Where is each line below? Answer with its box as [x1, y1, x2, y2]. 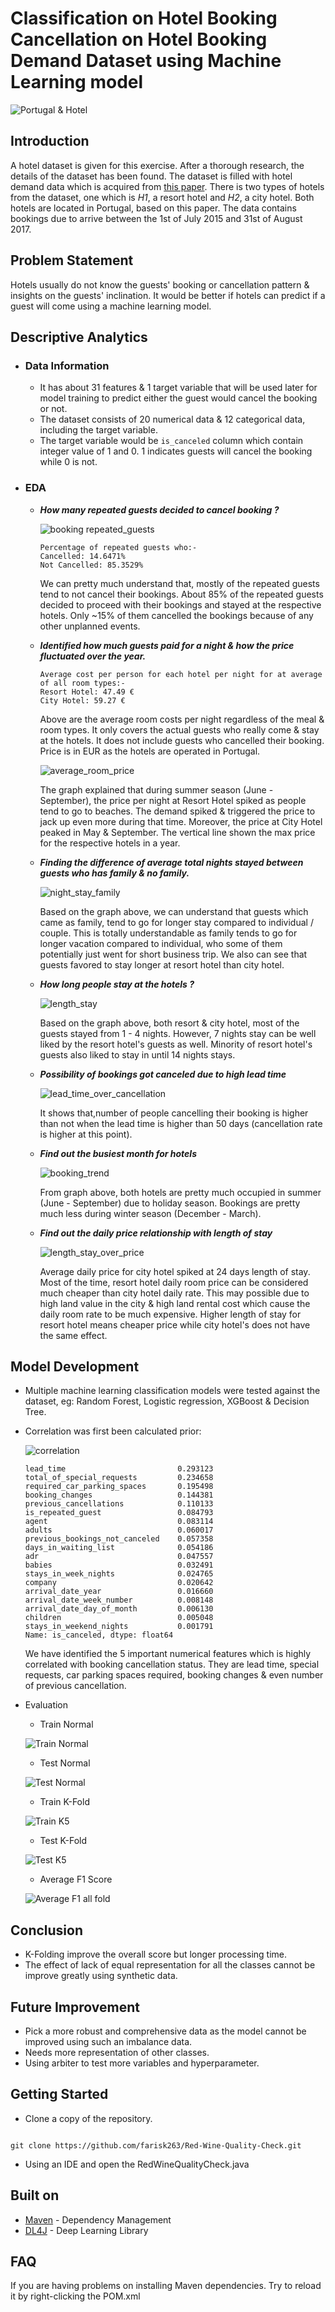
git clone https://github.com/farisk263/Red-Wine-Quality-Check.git [10, 2140, 302, 2151]
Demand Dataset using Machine [10, 50, 282, 72]
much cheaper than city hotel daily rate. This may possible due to [39, 1287, 310, 1299]
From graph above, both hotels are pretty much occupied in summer [39, 1186, 322, 1198]
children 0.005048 [24, 1613, 214, 1623]
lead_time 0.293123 [24, 1464, 214, 1474]
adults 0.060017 [24, 1525, 214, 1536]
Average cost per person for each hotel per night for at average [39, 669, 323, 679]
